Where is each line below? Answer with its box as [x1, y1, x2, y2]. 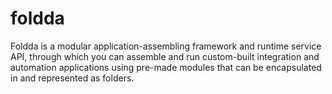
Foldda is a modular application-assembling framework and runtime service [10, 40, 322, 52]
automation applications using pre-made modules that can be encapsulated [10, 61, 322, 73]
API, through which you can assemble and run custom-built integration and [10, 50, 320, 62]
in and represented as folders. [10, 72, 135, 84]
